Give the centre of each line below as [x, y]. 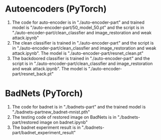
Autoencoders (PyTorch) [56, 9]
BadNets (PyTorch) [44, 93]
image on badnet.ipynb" [64, 122]
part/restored [25, 122]
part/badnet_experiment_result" [44, 132]
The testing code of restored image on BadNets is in [64, 117]
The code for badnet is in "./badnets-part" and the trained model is [79, 107]
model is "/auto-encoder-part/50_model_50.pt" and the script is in [78, 27]
